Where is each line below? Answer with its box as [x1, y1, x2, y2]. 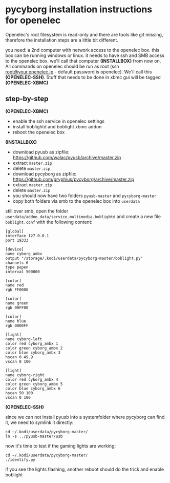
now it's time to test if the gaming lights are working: [5, 442, 116, 449]
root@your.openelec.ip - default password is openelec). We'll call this [5, 68, 152, 75]
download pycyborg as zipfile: [12, 170, 77, 177]
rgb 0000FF [5, 323, 29, 328]
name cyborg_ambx [5, 251, 42, 256]
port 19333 [5, 238, 29, 243]
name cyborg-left [5, 336, 42, 342]
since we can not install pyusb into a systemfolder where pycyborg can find [5, 414, 165, 420]
